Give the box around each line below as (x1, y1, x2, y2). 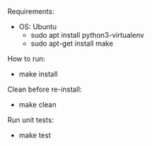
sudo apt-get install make (30, 39, 113, 48)
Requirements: (7, 7, 54, 16)
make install (18, 69, 58, 78)
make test (18, 130, 51, 140)
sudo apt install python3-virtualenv (30, 31, 145, 39)
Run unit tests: (7, 115, 54, 125)
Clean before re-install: (7, 84, 83, 94)
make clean (18, 100, 57, 109)
